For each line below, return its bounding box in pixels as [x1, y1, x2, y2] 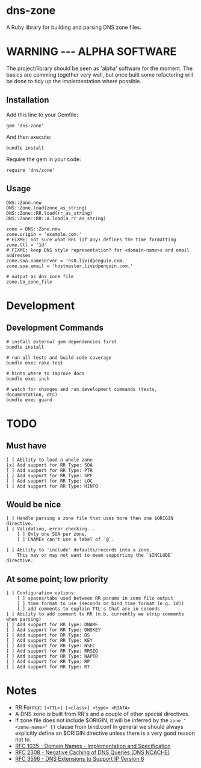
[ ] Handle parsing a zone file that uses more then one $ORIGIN [6, 515, 173, 522]
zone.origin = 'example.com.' [6, 231, 82, 237]
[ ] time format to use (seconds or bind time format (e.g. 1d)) [17, 601, 185, 607]
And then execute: [6, 133, 52, 141]
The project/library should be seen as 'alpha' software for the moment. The [6, 65, 193, 72]
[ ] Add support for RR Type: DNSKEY [6, 627, 101, 633]
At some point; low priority [6, 574, 108, 584]
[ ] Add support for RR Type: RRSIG [6, 648, 98, 655]
